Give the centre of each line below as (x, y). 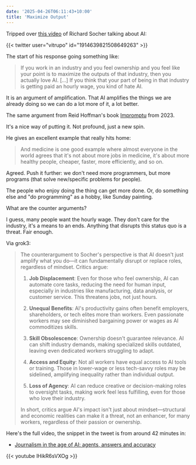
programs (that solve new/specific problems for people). (74, 179)
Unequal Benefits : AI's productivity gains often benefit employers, (109, 308)
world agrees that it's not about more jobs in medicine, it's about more (105, 155)
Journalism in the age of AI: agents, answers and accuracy (85, 445)
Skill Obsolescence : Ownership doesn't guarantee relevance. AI (106, 338)
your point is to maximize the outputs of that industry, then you (96, 74)
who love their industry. (57, 398)
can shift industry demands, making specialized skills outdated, (105, 344)
